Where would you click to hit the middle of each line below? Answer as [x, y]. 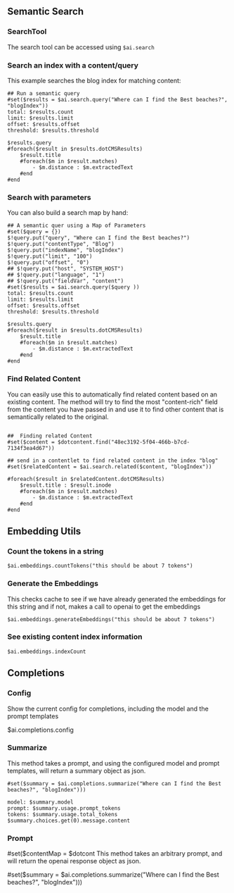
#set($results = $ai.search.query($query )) [73, 287]
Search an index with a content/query [73, 65]
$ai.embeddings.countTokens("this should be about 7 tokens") [100, 566]
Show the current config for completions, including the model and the [108, 708]
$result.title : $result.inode [66, 485]
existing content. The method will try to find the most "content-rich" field [112, 401]
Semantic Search [46, 12]
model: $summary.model [40, 802]
